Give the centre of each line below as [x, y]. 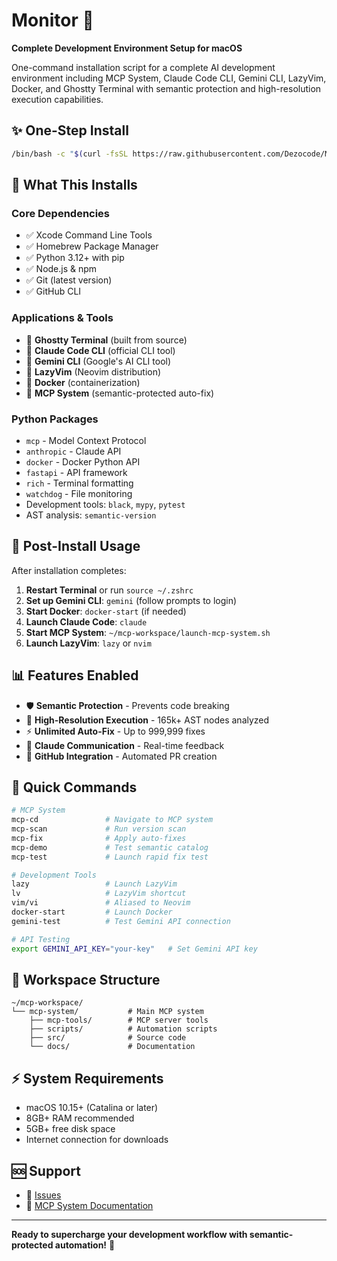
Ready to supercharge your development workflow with [129, 1235]
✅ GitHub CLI [53, 291]
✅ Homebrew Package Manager [92, 246]
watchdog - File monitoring [79, 493]
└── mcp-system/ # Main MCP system [107, 1012]
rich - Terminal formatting [79, 483]
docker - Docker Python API [83, 461]
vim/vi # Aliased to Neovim [101, 903]
